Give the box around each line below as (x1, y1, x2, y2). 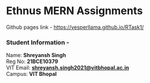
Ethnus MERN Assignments (6, 4, 143, 18)
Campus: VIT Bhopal (6, 71, 57, 78)
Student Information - (6, 38, 69, 47)
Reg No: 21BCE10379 (6, 58, 58, 65)
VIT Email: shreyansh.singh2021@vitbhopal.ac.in (6, 64, 129, 71)
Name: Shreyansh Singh (6, 52, 66, 59)
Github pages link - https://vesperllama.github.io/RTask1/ (6, 24, 144, 31)
